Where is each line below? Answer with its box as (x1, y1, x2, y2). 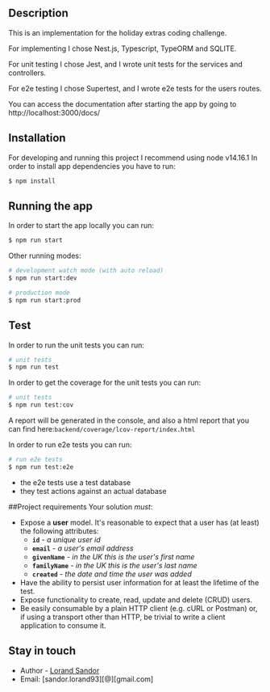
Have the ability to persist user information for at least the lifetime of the (19, 577, 260, 587)
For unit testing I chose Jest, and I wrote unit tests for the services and (8, 59, 243, 69)
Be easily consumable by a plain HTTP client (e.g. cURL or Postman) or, (19, 603, 258, 613)
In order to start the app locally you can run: (8, 221, 155, 230)
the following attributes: (19, 525, 99, 536)
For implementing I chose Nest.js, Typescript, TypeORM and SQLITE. (8, 44, 237, 53)
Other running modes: (8, 251, 82, 261)
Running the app (8, 199, 93, 213)
